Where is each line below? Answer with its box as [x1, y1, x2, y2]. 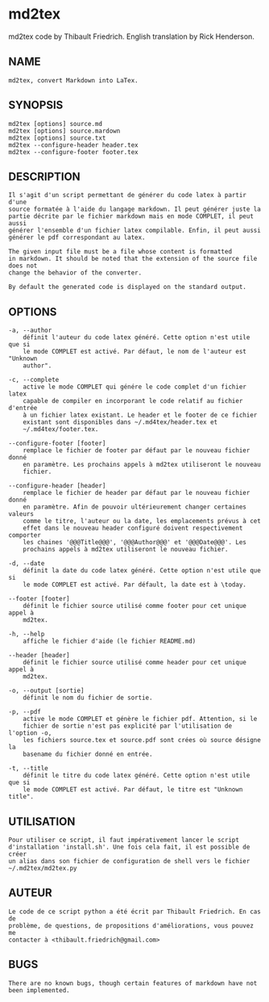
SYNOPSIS [8, 99, 64, 112]
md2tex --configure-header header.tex [8, 140, 139, 149]
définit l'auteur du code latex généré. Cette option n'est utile [23, 333, 250, 342]
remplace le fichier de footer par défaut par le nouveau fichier [23, 446, 250, 455]
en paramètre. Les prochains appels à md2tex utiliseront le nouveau [23, 461, 262, 469]
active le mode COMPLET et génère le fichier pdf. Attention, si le [23, 715, 258, 723]
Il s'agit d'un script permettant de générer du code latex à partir [8, 191, 247, 199]
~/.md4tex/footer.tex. [23, 426, 99, 434]
